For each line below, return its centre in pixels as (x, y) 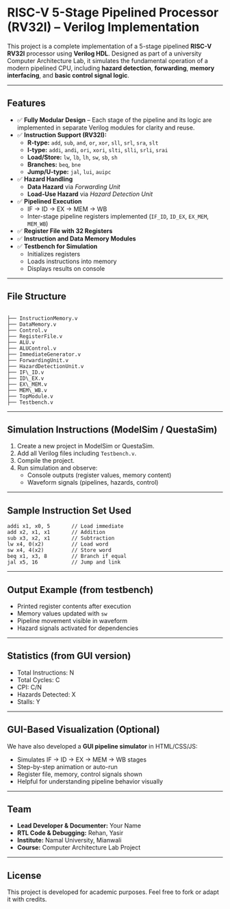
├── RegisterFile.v (35, 336)
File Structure (37, 296)
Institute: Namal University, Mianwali (69, 840)
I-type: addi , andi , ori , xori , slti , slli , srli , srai (98, 149)
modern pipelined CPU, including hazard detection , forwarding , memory (111, 68)
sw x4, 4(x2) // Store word (59, 550)
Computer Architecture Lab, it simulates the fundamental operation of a (108, 60)
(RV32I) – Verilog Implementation (103, 27)
